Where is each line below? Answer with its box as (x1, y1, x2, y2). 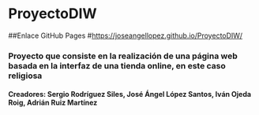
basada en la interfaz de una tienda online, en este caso (8, 60, 227, 71)
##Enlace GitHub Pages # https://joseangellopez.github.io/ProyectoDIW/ (8, 31, 243, 40)
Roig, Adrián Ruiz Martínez (8, 98, 98, 107)
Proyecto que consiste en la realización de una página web (8, 50, 238, 61)
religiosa (8, 70, 43, 81)
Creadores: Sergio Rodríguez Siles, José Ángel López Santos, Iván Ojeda (8, 90, 251, 99)
